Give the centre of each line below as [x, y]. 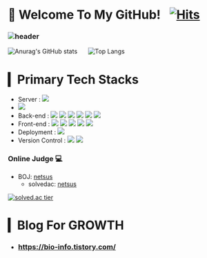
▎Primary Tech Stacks [73, 79]
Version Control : [42, 140]
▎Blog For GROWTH [66, 225]
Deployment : [37, 132]
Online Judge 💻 [35, 159]
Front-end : [34, 124]
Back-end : [33, 116]
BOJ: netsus [35, 176]
